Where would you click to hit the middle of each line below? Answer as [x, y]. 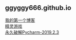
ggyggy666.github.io [38, 8]
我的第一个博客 [20, 20]
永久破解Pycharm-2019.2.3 [32, 32]
